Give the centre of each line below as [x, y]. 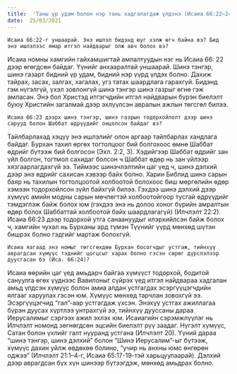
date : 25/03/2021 [34, 21]
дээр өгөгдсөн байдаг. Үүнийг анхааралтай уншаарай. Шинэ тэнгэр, [110, 66]
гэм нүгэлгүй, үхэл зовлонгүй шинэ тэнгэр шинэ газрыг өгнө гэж [106, 89]
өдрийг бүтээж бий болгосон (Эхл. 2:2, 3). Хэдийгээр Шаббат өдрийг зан [118, 151]
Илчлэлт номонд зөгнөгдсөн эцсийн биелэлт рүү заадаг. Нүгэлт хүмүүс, [117, 325]
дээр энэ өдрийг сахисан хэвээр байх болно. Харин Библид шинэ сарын [117, 174]
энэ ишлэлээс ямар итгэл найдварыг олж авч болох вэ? [88, 46]
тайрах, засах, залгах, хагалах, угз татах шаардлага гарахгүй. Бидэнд [113, 81]
